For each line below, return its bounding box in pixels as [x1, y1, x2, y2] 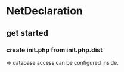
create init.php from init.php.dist [6, 46, 103, 54]
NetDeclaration [6, 4, 83, 18]
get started [6, 28, 49, 38]
